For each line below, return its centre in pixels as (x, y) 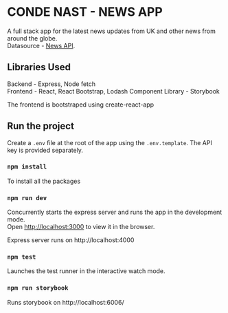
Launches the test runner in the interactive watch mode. (87, 271)
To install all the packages (44, 181)
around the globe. (32, 38)
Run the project (41, 126)
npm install (27, 167)
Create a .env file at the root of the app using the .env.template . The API (110, 142)
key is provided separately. (45, 150)
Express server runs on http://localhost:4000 (71, 240)
